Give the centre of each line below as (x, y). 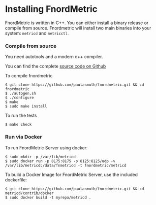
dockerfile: (16, 180)
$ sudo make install (26, 106)
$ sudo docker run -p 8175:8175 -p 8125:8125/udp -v (60, 161)
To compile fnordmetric (29, 76)
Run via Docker (24, 137)
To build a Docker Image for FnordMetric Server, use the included (71, 174)
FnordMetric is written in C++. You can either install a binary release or (77, 23)
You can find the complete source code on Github (56, 66)
